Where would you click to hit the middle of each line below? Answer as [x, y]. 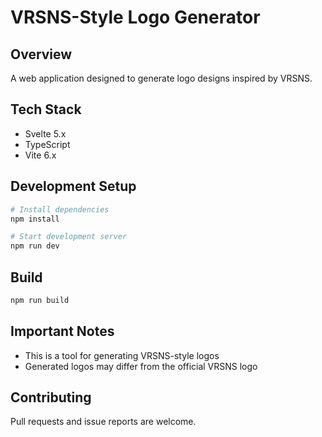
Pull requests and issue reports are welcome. [103, 422]
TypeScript [47, 144]
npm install [35, 219]
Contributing [51, 397]
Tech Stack [46, 109]
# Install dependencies [60, 209]
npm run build [40, 300]
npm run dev [35, 246]
